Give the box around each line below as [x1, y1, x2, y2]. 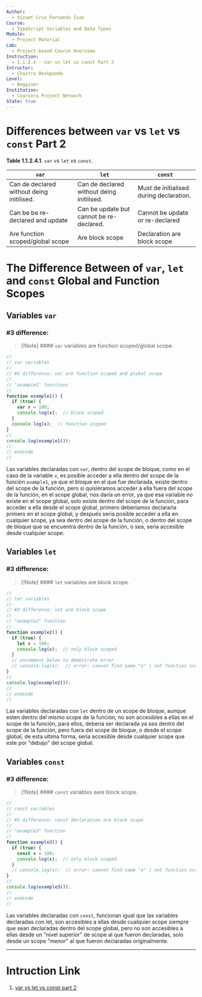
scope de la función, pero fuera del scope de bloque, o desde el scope [6, 726, 182, 734]
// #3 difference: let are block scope [6, 607, 106, 613]
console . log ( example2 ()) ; [6, 679, 71, 686]
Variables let [6, 547, 57, 557]
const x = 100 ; [17, 850, 55, 856]
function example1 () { [6, 393, 63, 399]
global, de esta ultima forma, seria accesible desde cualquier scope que [6, 733, 185, 740]
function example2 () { [6, 629, 63, 635]
